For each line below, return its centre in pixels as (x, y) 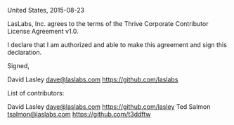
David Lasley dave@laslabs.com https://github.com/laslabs (93, 79)
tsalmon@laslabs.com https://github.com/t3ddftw (79, 114)
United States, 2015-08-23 (46, 10)
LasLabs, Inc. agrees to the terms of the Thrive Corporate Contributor (108, 24)
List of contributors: (36, 93)
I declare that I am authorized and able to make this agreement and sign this (117, 45)
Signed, (18, 66)
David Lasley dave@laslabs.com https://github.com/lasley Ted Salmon (109, 107)
